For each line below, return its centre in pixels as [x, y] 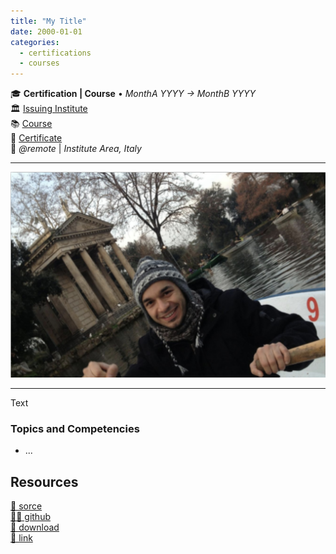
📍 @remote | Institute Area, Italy [76, 149]
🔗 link [21, 538]
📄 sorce [26, 506]
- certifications [55, 53]
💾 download [35, 527]
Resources [44, 481]
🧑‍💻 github [30, 517]
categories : [35, 42]
